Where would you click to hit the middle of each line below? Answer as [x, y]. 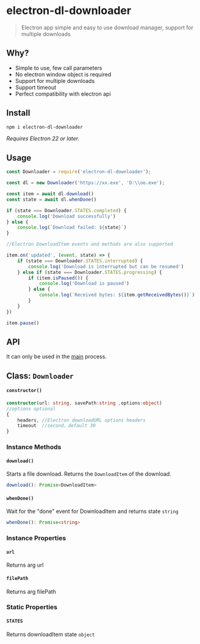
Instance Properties [36, 538]
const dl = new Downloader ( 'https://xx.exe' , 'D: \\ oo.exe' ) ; [86, 183]
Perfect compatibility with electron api [63, 94]
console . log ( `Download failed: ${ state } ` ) [72, 227]
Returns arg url [25, 565]
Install [18, 113]
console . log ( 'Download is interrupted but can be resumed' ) [106, 267]
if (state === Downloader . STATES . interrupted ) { [80, 261]
